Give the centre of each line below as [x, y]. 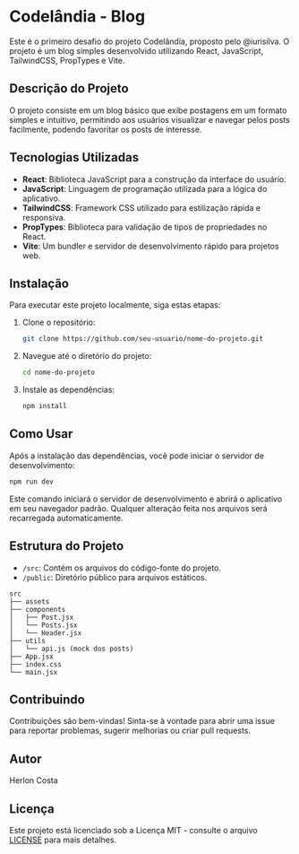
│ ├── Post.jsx [42, 617]
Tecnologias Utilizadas [74, 157]
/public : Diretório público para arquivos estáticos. [115, 577]
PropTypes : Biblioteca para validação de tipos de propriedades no [145, 227]
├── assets [30, 601]
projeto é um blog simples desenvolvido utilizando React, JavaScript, [137, 50]
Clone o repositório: [59, 322]
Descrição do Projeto [69, 88]
